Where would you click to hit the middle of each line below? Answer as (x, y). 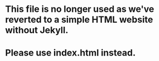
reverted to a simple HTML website (79, 20)
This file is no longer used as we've (80, 9)
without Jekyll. (37, 30)
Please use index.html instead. (70, 53)
